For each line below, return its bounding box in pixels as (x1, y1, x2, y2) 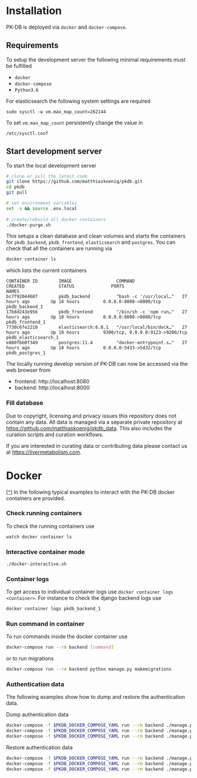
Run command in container (6, 620, 85, 628)
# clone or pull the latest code (6, 173, 88, 179)
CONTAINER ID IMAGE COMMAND (6, 278, 135, 284)
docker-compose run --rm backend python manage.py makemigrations (6, 667, 172, 672)
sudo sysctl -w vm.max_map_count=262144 (6, 108, 107, 115)
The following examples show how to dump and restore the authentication (6, 694, 185, 701)
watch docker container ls (6, 534, 72, 540)
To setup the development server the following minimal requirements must (6, 56, 186, 63)
